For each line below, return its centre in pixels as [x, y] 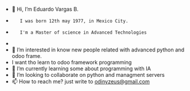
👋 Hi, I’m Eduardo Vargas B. [45, 9]
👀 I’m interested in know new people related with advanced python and [98, 50]
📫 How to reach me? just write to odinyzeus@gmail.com [81, 82]
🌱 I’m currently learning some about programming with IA [81, 69]
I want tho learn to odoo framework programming [72, 62]
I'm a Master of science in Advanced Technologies [83, 32]
